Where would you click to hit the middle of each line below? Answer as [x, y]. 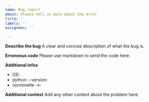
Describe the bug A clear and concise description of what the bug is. [75, 46]
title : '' [15, 19]
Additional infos [21, 65]
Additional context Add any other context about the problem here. [72, 95]
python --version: [30, 80]
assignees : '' [20, 28]
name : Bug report [23, 10]
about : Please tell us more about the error [51, 14]
